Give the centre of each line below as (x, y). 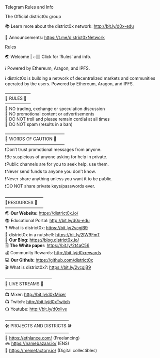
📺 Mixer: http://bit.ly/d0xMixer (36, 294)
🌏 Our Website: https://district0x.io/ (42, 213)
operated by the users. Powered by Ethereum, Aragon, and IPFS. (70, 84)
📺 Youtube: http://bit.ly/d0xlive (36, 309)
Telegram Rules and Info (29, 7)
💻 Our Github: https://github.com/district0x (49, 260)
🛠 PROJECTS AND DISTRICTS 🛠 (38, 326)
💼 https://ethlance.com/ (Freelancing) (42, 338)
